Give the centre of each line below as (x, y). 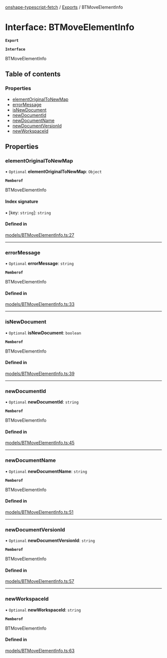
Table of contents (33, 74)
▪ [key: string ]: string (28, 212)
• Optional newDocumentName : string (46, 471)
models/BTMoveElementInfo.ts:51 (39, 512)
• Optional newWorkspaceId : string (43, 610)
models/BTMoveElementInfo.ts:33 (40, 304)
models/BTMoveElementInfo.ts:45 (40, 443)
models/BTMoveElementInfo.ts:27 (40, 235)
